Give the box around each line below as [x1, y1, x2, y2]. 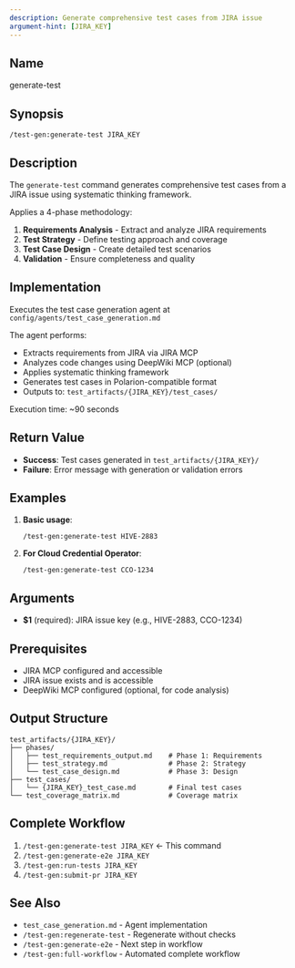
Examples [9, 489, 66, 506]
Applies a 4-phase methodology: [9, 206, 133, 217]
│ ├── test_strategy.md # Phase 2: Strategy [9, 758, 247, 768]
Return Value [9, 430, 85, 446]
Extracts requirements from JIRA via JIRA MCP [22, 347, 198, 358]
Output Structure [9, 711, 108, 726]
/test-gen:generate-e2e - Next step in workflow [22, 939, 203, 950]
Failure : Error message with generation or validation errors [22, 464, 243, 475]
